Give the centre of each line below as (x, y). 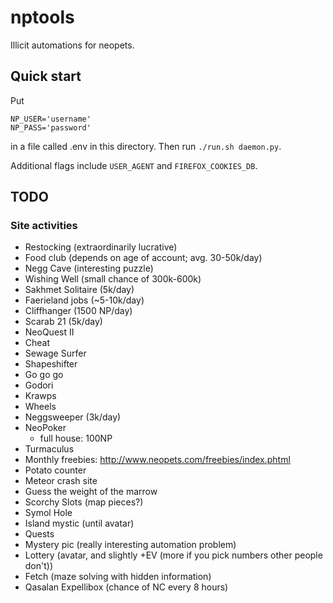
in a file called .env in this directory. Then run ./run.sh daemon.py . (146, 146)
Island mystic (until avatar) (79, 523)
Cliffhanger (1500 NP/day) (78, 311)
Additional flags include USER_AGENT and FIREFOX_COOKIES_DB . (134, 165)
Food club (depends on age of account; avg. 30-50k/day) (143, 258)
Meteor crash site (61, 481)
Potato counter (55, 470)
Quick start (46, 76)
